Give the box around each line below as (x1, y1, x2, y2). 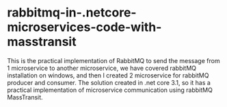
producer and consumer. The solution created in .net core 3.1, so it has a (7, 78, 211, 86)
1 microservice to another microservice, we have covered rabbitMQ (7, 64, 197, 72)
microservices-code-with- (7, 19, 162, 35)
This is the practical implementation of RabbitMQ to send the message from (7, 56, 220, 64)
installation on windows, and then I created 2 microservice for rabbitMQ (7, 71, 209, 80)
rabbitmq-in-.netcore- (7, 5, 137, 21)
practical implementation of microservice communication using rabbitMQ (7, 86, 213, 94)
